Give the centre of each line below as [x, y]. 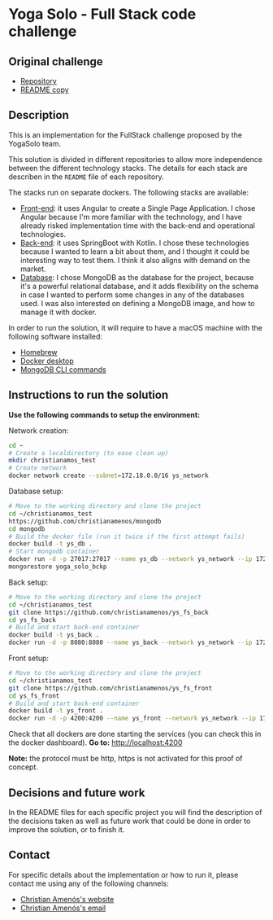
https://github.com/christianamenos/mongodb [85, 521]
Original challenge [56, 61]
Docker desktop [47, 361]
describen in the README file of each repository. [86, 177]
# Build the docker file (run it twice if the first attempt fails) [127, 537]
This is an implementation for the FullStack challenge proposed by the [125, 134]
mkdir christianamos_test [52, 461]
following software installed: [56, 336]
